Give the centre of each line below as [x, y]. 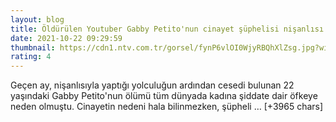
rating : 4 [31, 57]
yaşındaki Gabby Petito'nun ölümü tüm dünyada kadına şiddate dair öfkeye [164, 96]
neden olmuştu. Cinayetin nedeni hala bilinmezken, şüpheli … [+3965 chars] [167, 107]
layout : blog [37, 19]
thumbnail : [33, 47]
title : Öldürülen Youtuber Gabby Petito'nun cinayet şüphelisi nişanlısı [167, 29]
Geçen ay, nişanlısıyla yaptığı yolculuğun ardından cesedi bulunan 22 [152, 85]
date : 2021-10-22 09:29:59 [66, 38]
